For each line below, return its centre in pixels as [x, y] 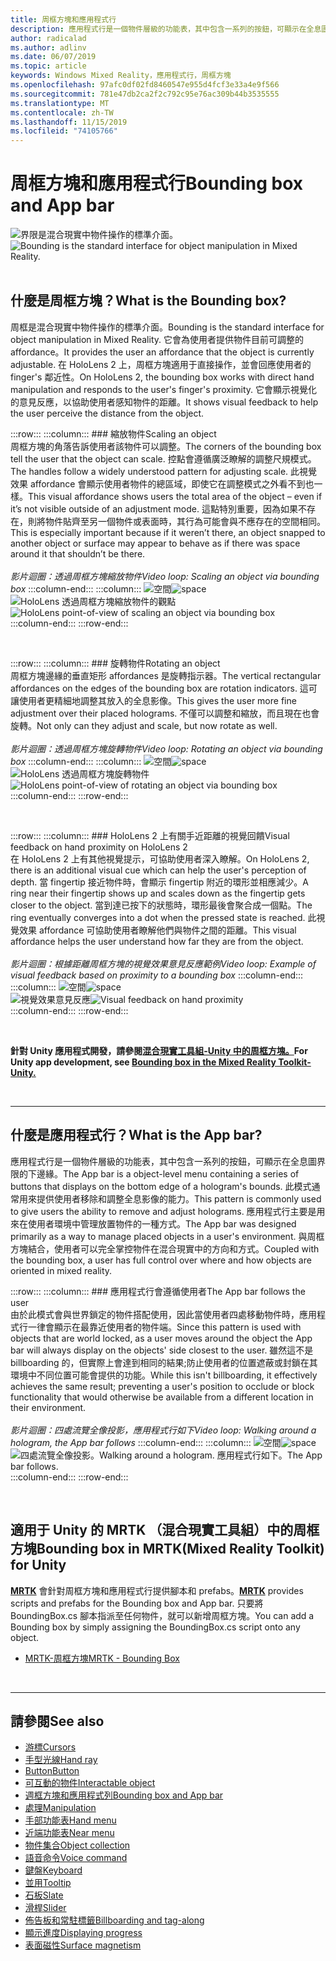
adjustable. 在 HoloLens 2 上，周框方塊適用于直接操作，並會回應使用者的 [161, 364]
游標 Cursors [50, 1747]
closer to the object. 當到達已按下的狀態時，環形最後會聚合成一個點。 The [161, 905]
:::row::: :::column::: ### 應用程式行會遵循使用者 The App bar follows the [158, 1291]
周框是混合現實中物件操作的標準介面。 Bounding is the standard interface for [167, 327]
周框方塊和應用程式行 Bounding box [157, 183]
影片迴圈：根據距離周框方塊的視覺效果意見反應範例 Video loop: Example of [163, 963]
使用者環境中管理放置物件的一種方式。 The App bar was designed [162, 1223]
